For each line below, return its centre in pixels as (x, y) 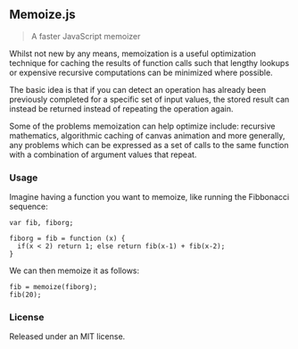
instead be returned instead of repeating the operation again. (121, 108)
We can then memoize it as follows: (74, 270)
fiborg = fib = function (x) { (67, 239)
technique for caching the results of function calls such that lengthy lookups (149, 62)
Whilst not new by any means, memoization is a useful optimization (133, 54)
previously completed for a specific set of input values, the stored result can (149, 99)
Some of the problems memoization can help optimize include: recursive (142, 126)
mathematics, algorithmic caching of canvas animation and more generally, (147, 135)
